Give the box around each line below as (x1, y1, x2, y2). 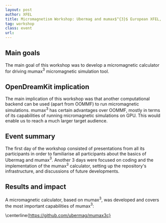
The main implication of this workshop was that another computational (5, 96, 150, 102)
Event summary (5, 132, 56, 141)
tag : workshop (5, 21, 35, 26)
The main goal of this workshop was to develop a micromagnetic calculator (5, 62, 160, 68)
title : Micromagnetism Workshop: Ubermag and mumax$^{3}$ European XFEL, (5, 16, 162, 21)
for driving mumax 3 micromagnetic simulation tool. (5, 67, 110, 74)
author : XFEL (5, 12, 32, 17)
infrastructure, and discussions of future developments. (5, 168, 120, 174)
